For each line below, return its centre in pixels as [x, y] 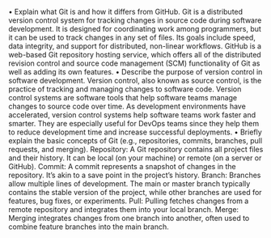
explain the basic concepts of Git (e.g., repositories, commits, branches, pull [135, 140]
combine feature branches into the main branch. [89, 227]
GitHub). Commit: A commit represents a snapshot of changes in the [122, 166]
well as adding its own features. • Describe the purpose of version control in [135, 72]
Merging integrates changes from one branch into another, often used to [129, 218]
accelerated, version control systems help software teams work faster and [132, 115]
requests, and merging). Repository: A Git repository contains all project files [136, 149]
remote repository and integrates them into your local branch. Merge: [124, 209]
